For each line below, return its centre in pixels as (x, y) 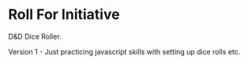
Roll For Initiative (64, 15)
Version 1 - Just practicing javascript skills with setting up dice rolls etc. (124, 51)
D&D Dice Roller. (35, 36)
